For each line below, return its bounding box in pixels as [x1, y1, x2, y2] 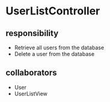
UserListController [5, 4, 100, 18]
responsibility [5, 28, 59, 38]
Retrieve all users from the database [14, 44, 105, 51]
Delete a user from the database [14, 50, 94, 58]
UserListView [14, 90, 47, 97]
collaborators [5, 68, 58, 78]
